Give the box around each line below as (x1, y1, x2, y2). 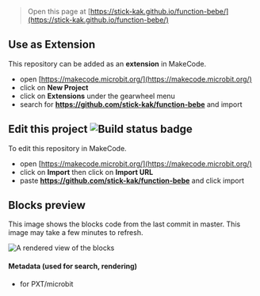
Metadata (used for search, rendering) (8, 261, 137, 271)
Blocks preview (8, 199, 86, 212)
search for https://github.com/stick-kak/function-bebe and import (19, 99, 243, 109)
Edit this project (8, 123, 88, 136)
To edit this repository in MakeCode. (8, 143, 127, 153)
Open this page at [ (27, 7, 91, 16)
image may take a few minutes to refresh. (8, 228, 143, 237)
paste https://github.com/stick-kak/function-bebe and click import (19, 176, 244, 185)
